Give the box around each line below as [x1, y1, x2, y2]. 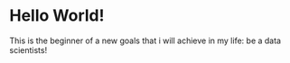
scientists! [9, 44, 48, 55]
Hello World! [9, 5, 105, 26]
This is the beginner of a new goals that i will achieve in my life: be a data [9, 35, 282, 46]
